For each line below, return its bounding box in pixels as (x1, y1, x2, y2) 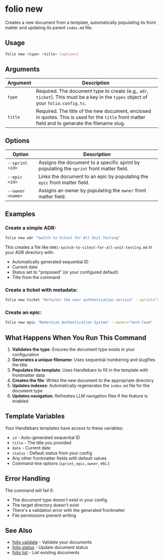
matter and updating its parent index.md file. (5, 24, 93, 30)
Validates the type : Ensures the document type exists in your (12, 346, 135, 352)
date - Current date (12, 445, 51, 451)
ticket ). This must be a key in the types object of (36, 94, 148, 101)
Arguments (5, 65, 40, 73)
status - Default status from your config (12, 450, 92, 456)
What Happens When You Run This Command (5, 333, 147, 342)
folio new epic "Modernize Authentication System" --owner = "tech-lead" (5, 320, 153, 325)
